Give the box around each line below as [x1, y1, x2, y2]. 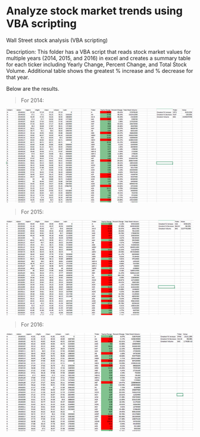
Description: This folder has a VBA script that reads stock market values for [6, 48, 192, 55]
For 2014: [20, 97, 45, 104]
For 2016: [20, 321, 44, 328]
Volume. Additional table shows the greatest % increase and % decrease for [6, 67, 193, 74]
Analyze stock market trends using [6, 4, 183, 18]
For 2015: [20, 208, 44, 216]
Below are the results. [6, 85, 60, 92]
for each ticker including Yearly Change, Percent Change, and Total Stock [6, 61, 187, 68]
